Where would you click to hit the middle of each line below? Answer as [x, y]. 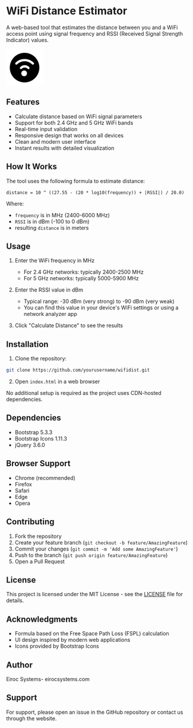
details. [15, 600]
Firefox [23, 484]
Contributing [30, 522]
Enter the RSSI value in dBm [49, 290]
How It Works [32, 167]
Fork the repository [38, 536]
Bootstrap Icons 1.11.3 [41, 438]
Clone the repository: [41, 359]
